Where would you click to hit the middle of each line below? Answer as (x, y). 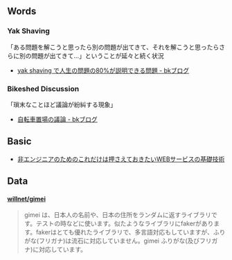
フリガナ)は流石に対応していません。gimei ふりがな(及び (119, 241)
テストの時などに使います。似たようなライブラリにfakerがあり (125, 223)
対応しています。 (63, 250)
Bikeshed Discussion (43, 89)
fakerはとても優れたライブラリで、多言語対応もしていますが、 (124, 232)
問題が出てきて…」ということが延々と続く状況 (97, 55)
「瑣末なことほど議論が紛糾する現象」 (62, 104)
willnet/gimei (27, 198)
